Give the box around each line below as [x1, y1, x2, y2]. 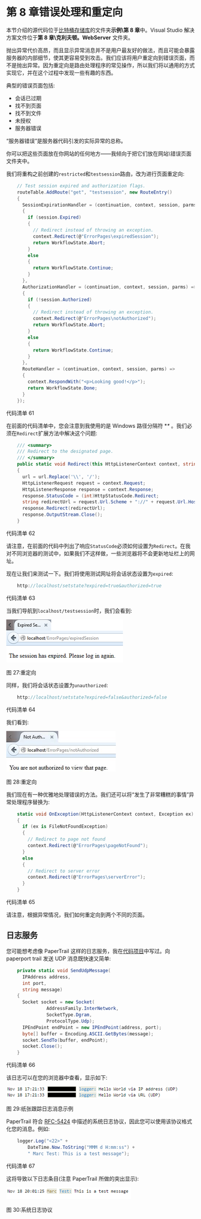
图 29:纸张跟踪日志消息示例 [6, 1105, 74, 1112]
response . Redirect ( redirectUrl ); [22, 506, 106, 512]
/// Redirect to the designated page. [17, 449, 114, 455]
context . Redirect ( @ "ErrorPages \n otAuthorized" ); [32, 316, 157, 322]
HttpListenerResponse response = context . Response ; [22, 486, 154, 492]
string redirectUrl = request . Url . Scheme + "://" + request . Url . [22, 499, 188, 505]
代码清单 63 [6, 594, 36, 601]
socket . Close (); [22, 1043, 63, 1049]
